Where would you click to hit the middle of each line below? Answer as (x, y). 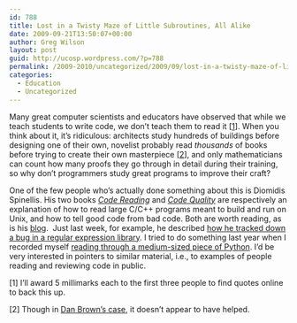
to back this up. (38, 292)
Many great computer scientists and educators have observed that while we (148, 117)
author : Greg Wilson (47, 42)
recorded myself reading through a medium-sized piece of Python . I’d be (142, 246)
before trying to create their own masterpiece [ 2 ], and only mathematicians (146, 154)
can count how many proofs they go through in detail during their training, (144, 164)
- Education (39, 83)
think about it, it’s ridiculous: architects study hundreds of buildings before (145, 135)
